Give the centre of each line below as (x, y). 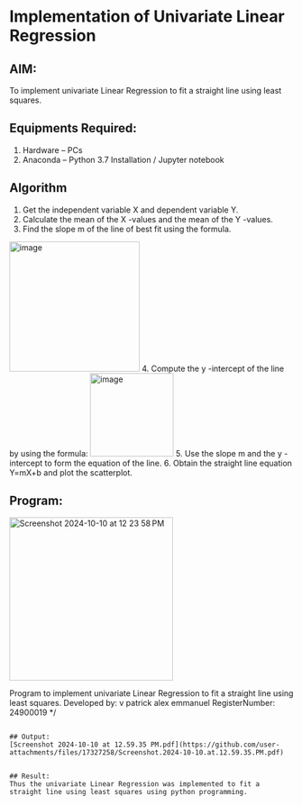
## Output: (30, 737)
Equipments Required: (73, 128)
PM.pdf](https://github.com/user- (215, 745)
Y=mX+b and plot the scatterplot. (71, 472)
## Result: (30, 776)
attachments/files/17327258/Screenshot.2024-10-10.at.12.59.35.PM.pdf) (146, 753)
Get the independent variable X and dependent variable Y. (130, 210)
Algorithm (38, 188)
